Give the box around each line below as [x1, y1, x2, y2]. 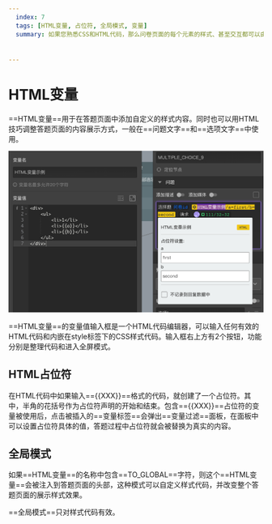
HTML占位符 [8, 368, 72, 381]
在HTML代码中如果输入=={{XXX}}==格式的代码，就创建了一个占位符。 [8, 390, 244, 400]
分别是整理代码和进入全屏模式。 [8, 341, 115, 351]
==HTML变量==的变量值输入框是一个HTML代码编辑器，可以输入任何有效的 [8, 321, 260, 331]
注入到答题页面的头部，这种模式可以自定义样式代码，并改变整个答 [39, 480, 259, 490]
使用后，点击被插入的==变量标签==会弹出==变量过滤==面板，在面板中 [22, 411, 259, 420]
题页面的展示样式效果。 [8, 490, 87, 500]
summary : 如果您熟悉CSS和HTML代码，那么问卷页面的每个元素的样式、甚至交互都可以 [15, 30, 261, 38]
